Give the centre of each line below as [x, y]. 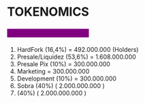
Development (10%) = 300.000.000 [67, 78]
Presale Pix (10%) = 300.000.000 [64, 64]
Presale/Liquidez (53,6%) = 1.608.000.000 [76, 57]
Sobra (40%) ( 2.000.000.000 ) [61, 85]
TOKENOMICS [48, 12]
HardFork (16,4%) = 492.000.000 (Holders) [78, 49]
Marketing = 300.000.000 [53, 71]
